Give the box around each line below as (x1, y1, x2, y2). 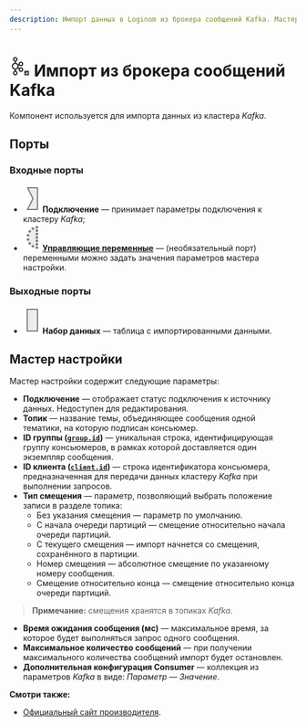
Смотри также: (9, 689, 71, 700)
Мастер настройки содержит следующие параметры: (9, 375, 220, 387)
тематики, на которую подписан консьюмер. (22, 423, 199, 434)
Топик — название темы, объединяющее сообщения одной (22, 413, 257, 424)
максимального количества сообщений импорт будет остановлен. (22, 652, 284, 663)
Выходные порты (9, 285, 91, 298)
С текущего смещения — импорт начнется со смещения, (36, 539, 260, 550)
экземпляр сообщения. (22, 452, 114, 463)
